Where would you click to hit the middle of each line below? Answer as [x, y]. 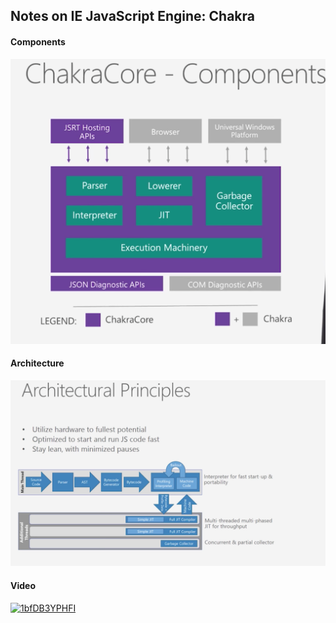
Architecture [37, 363]
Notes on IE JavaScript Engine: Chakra [132, 16]
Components [38, 41]
